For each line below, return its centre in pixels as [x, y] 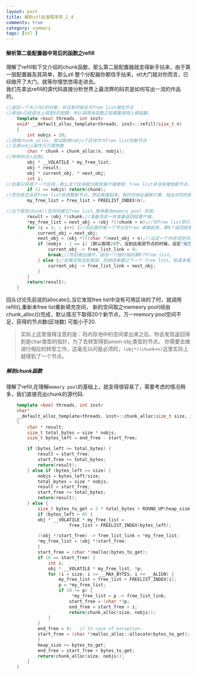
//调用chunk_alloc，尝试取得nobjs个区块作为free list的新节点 [77, 141]
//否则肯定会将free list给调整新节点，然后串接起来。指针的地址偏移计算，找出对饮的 [97, 195]
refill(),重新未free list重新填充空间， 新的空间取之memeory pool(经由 [89, 307]
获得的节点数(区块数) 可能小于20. [56, 322]
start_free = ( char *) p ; [99, 601]
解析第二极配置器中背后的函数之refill [50, 53]
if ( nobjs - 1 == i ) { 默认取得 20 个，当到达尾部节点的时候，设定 [109, 244]
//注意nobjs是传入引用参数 [35, 146]
